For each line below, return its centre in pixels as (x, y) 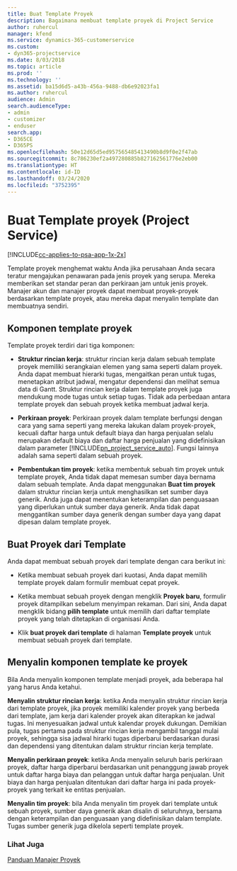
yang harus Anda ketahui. (45, 687)
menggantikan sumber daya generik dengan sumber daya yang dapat (119, 515)
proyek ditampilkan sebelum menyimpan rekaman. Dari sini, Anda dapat (122, 603)
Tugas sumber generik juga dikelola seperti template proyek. (96, 826)
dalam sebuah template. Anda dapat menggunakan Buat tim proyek (116, 484)
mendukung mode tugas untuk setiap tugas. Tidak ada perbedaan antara (124, 397)
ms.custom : (23, 47)
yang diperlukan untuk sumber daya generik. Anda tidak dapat (109, 507)
